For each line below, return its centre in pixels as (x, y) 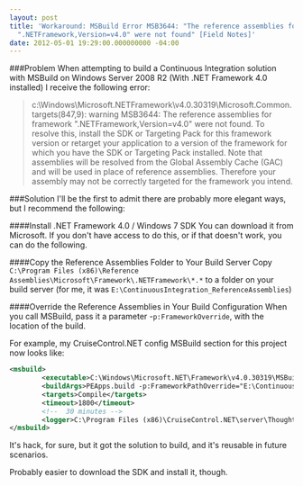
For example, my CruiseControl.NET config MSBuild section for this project (148, 344)
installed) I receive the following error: (80, 87)
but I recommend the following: (67, 209)
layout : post (34, 18)
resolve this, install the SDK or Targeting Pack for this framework (151, 134)
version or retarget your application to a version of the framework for (159, 143)
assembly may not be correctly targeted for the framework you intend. (162, 182)
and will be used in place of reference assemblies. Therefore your (154, 172)
